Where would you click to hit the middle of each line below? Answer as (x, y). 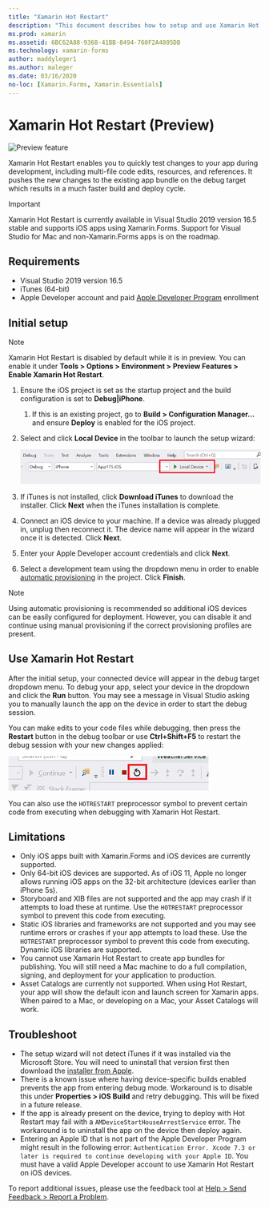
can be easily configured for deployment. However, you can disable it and (130, 617)
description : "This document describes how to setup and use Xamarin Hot (134, 25)
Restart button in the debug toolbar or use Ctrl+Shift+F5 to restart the (125, 736)
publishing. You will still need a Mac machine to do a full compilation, (133, 967)
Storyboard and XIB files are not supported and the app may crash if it (136, 899)
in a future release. (51, 1105)
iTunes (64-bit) (45, 289)
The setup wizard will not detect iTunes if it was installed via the (125, 1054)
